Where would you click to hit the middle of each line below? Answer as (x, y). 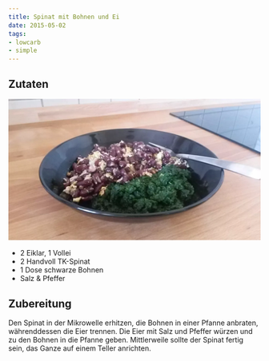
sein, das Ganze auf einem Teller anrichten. (80, 348)
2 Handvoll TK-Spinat (55, 262)
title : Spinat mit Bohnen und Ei (64, 17)
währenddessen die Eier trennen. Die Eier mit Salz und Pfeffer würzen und (131, 331)
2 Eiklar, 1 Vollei (45, 253)
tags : (17, 34)
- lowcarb (25, 42)
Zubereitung (40, 303)
